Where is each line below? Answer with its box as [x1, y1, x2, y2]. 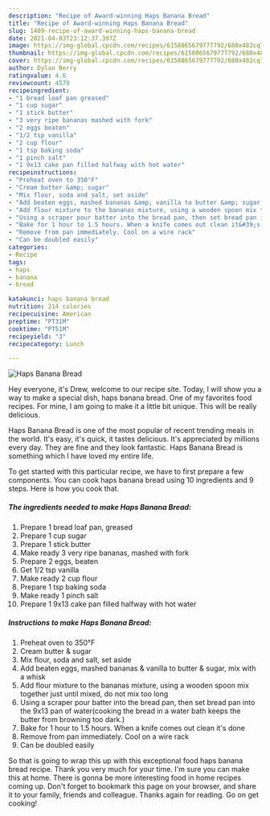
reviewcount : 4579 [8, 79, 70, 87]
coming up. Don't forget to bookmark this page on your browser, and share [8, 781, 257, 791]
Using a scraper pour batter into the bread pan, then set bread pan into [19, 698, 256, 708]
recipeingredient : [8, 86, 70, 95]
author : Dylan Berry [8, 64, 78, 72]
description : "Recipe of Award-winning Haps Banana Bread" [8, 11, 211, 20]
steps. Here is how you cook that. [8, 483, 120, 494]
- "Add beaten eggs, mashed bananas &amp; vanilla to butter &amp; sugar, [8, 198, 264, 206]
